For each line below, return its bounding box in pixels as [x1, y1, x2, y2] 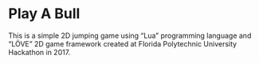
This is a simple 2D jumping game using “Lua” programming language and [8, 31, 252, 40]
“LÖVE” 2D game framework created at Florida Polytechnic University [8, 39, 237, 48]
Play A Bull [8, 5, 80, 23]
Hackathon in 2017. [8, 47, 71, 57]
